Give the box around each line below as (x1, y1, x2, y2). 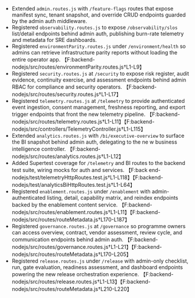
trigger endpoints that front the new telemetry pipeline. (11, 111, 146, 118)
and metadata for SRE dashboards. (11, 37, 97, 43)
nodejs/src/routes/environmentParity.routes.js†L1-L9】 (11, 63, 145, 70)
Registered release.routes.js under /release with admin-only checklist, (11, 257, 189, 264)
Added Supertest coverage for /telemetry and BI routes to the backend (11, 160, 186, 166)
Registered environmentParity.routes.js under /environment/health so (11, 43, 186, 50)
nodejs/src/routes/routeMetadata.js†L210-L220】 (11, 286, 132, 292)
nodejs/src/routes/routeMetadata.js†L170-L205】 (11, 251, 132, 258)
